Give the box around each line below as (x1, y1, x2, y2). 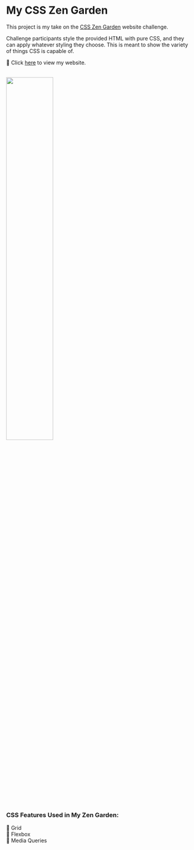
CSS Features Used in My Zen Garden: (6, 811, 119, 819)
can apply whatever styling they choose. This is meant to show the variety (6, 41, 189, 48)
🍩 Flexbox (6, 831, 31, 838)
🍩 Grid (6, 824, 22, 832)
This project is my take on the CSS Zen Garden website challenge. (6, 23, 168, 30)
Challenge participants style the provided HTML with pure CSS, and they (6, 35, 184, 42)
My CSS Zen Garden (6, 4, 108, 17)
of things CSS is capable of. (6, 47, 74, 54)
